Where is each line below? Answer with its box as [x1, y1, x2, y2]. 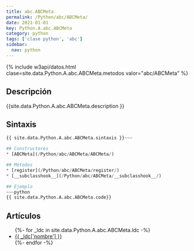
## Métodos [6, 162, 33, 168]
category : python [6, 31, 49, 37]
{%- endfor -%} [14, 239, 53, 246]
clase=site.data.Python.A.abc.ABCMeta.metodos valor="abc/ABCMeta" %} [6, 69, 189, 77]
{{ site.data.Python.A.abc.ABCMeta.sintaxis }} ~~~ [6, 135, 133, 141]
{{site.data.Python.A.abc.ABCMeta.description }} [6, 102, 125, 109]
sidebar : [6, 42, 28, 48]
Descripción [6, 87, 52, 97]
